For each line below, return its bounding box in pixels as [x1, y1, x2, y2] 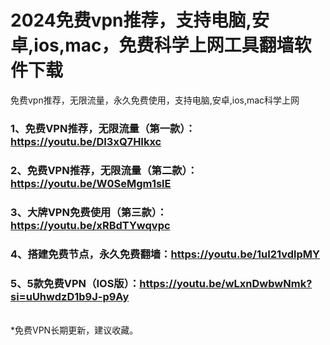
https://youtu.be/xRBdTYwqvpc [10, 218, 171, 232]
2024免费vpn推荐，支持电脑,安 [10, 9, 270, 32]
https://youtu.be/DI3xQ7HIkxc [10, 134, 162, 148]
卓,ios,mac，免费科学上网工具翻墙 [10, 34, 295, 57]
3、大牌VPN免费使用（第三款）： [10, 205, 168, 219]
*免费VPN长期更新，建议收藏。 [10, 324, 139, 336]
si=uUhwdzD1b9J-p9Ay [10, 289, 130, 303]
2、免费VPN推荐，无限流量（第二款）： [10, 163, 198, 177]
